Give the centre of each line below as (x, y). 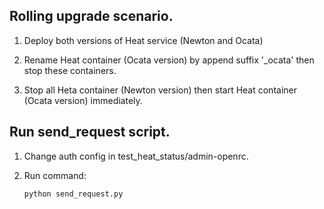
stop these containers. (70, 70)
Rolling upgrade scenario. (91, 16)
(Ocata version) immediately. (83, 100)
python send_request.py (73, 194)
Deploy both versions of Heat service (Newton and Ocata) (143, 40)
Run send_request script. (90, 132)
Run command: (55, 175)
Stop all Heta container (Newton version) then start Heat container (160, 90)
